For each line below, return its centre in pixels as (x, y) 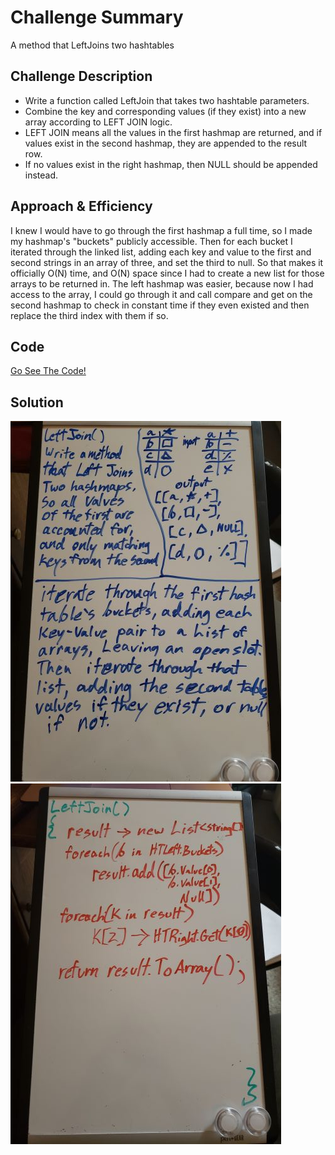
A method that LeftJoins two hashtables (92, 45)
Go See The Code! (48, 371)
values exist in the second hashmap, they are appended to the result (166, 143)
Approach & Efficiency (81, 206)
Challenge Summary (97, 17)
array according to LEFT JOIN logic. (98, 122)
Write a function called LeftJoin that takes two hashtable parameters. (167, 100)
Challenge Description (81, 76)
